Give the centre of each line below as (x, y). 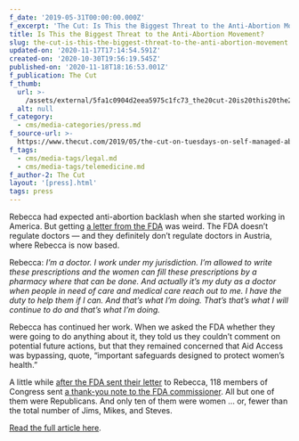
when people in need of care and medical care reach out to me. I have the (145, 291)
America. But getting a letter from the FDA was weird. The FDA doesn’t (139, 226)
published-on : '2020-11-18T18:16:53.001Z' (89, 68)
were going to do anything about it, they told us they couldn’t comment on (145, 336)
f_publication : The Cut (53, 76)
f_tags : (24, 150)
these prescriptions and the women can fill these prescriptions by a (133, 272)
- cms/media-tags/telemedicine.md (81, 167)
